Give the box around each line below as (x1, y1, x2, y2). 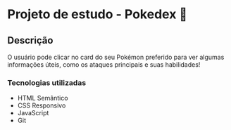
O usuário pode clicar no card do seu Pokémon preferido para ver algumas (7, 53, 225, 61)
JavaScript (17, 109, 49, 117)
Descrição (7, 34, 54, 46)
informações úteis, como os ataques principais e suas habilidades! (7, 60, 201, 69)
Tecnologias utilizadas (7, 77, 87, 87)
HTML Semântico (17, 94, 68, 103)
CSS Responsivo (17, 101, 66, 110)
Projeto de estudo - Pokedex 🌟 (7, 6, 188, 22)
